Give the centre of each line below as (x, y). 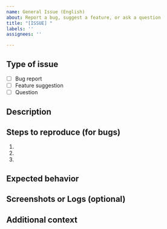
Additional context (42, 220)
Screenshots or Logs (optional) (66, 199)
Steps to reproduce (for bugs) (64, 132)
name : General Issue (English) (46, 12)
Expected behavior (43, 179)
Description (29, 111)
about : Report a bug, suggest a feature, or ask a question (84, 18)
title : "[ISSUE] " (29, 23)
